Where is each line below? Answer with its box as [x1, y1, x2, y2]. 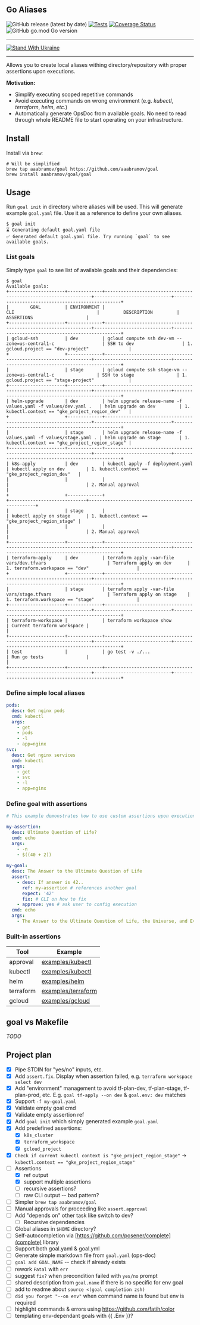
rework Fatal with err [14, 1265, 68, 1272]
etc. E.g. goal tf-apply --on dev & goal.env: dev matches [42, 1092, 186, 1099]
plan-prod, [14, 1092, 41, 1099]
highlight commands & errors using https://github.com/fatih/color [14, 1305, 175, 1312]
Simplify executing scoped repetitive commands [14, 91, 133, 98]
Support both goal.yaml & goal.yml [14, 1245, 100, 1252]
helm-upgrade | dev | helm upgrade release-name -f [11, 398, 183, 404]
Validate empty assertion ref [14, 1111, 85, 1118]
